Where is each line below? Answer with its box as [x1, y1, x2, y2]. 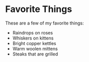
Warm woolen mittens [12, 45, 58, 51]
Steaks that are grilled [12, 51, 58, 57]
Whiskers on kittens [12, 35, 54, 41]
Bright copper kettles [12, 40, 56, 46]
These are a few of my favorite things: [5, 20, 84, 26]
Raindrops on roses [12, 29, 53, 35]
